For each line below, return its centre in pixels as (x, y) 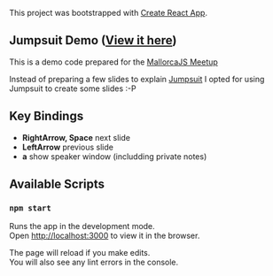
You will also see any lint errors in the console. (94, 262)
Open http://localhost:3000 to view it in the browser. (105, 236)
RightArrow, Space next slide (76, 137)
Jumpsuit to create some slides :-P (73, 88)
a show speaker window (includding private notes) (114, 156)
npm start (30, 208)
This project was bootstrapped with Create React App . (109, 13)
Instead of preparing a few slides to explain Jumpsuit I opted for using (137, 79)
